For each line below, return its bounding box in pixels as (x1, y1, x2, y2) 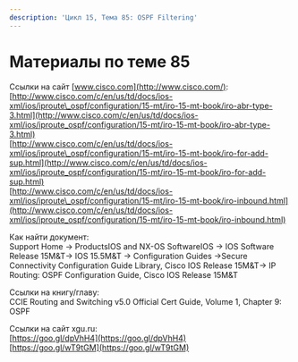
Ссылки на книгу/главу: (9, 287, 100, 298)
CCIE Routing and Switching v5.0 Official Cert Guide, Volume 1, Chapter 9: (9, 296, 282, 307)
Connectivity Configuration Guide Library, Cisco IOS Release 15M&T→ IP (9, 260, 277, 271)
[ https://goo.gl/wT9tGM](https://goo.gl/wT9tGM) (9, 341, 190, 353)
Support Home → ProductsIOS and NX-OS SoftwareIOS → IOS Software (9, 240, 275, 251)
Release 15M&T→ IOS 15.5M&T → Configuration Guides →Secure (9, 250, 248, 261)
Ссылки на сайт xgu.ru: (9, 323, 98, 333)
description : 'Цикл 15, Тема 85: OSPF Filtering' (9, 13, 199, 22)
